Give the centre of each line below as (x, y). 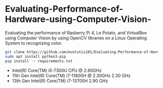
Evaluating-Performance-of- (64, 9)
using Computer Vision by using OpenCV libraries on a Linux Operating (76, 38)
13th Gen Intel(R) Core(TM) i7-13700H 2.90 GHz (60, 81)
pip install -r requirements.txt (39, 61)
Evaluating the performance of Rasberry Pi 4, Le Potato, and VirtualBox (76, 33)
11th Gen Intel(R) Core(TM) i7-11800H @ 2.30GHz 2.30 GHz (71, 75)
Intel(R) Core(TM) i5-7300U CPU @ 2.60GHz (57, 70)
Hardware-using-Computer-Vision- (78, 19)
